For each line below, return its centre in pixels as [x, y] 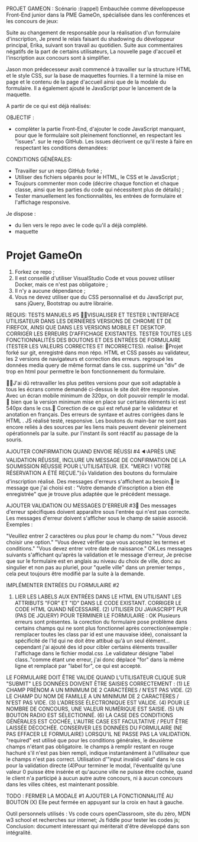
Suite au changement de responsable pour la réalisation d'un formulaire [93, 33]
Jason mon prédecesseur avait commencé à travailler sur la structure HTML [99, 69]
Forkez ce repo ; [35, 271]
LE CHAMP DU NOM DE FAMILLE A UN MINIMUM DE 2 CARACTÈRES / [92, 696]
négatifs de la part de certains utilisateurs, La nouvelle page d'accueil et [94, 52]
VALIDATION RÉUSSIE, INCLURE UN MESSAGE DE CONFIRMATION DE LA [96, 460]
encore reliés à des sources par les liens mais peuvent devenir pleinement [96, 427]
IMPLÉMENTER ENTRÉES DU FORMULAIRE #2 [63, 585]
